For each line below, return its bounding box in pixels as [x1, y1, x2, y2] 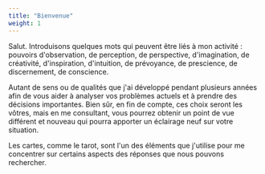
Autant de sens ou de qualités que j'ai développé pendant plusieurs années [8, 82, 258, 92]
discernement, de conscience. [8, 67, 109, 76]
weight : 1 [8, 19, 42, 27]
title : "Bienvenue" [8, 11, 74, 20]
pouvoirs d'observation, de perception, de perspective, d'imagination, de [8, 50, 251, 59]
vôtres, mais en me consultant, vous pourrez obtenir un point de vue [8, 107, 235, 117]
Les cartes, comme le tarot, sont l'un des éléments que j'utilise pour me [8, 140, 245, 150]
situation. [8, 125, 39, 135]
